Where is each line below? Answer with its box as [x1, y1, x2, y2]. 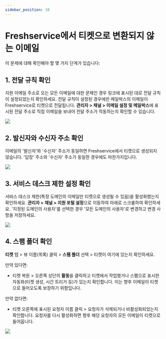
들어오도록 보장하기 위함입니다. [21, 285, 82, 291]
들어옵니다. [12, 318, 34, 324]
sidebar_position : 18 [5, 7, 50, 12]
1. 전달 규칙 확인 [5, 75, 51, 84]
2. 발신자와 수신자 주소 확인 [5, 134, 84, 142]
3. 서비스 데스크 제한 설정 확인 [5, 179, 91, 188]
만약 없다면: [5, 295, 28, 301]
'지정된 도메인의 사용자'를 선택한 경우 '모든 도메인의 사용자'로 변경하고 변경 [11, 206, 156, 211]
